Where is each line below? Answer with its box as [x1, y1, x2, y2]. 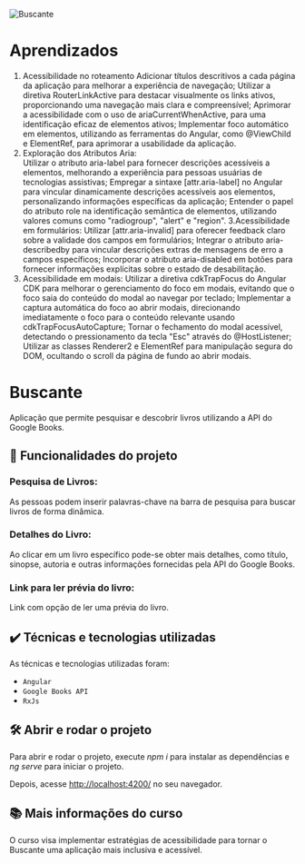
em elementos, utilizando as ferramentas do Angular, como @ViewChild [22, 128, 291, 139]
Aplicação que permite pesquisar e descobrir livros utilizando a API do [9, 412, 272, 422]
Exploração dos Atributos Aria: [22, 147, 138, 158]
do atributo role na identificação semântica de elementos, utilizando [22, 205, 277, 216]
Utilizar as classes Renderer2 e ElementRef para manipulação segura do [22, 341, 293, 352]
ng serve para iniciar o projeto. [9, 760, 124, 771]
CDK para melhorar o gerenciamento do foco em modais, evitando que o [22, 283, 295, 293]
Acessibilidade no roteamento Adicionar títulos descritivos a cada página [22, 70, 296, 81]
